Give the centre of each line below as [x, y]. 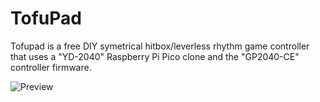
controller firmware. [51, 67]
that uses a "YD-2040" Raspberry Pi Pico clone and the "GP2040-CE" [155, 56]
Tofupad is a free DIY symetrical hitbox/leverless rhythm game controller [160, 46]
